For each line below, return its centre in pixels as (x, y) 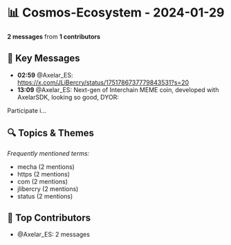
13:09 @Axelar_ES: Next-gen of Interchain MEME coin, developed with (118, 89)
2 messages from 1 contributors (54, 36)
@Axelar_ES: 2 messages (53, 235)
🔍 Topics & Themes (51, 133)
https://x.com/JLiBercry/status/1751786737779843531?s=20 (103, 82)
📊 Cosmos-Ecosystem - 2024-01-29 (116, 13)
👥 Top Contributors (49, 218)
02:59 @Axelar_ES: (45, 75)
